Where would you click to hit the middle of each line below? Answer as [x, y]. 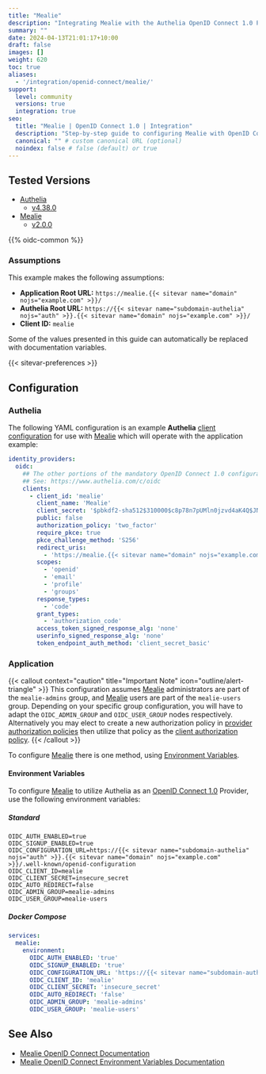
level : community [44, 97]
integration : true [46, 112]
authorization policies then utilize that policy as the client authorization [123, 732]
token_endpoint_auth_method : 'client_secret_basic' [124, 644]
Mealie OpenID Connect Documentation [85, 1053]
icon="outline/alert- [211, 681]
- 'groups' [61, 591]
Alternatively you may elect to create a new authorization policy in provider [130, 723]
